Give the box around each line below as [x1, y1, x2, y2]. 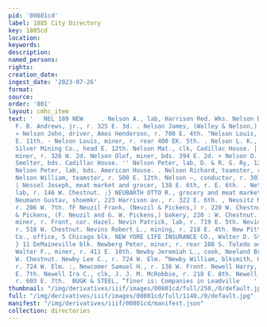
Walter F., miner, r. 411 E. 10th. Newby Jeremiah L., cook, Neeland [15, 248, 250, 256]
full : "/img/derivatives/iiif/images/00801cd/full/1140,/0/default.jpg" [8, 292, 254, 300]
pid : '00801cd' [8, 11, 59, 20]
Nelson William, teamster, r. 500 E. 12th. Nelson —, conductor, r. [15, 174, 247, 183]
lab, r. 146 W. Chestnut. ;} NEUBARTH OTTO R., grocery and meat [15, 188, 237, 197]
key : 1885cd [8, 26, 48, 34]
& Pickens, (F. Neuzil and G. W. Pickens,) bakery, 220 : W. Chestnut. [15, 211, 258, 219]
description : [8, 48, 52, 56]
